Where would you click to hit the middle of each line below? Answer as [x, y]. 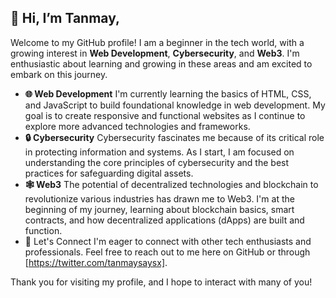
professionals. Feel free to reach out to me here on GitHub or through [167, 252]
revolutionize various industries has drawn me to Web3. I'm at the [159, 198]
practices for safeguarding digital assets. [109, 173]
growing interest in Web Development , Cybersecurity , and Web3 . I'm [155, 53]
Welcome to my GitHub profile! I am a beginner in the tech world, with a [157, 42]
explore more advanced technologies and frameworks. [137, 126]
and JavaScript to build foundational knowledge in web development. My [175, 105]
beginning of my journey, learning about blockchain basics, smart [159, 209]
